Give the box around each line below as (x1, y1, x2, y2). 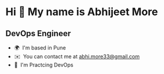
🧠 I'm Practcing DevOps (14, 61, 74, 68)
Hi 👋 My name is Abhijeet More (5, 5, 158, 19)
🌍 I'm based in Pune (14, 44, 66, 51)
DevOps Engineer (5, 29, 71, 38)
